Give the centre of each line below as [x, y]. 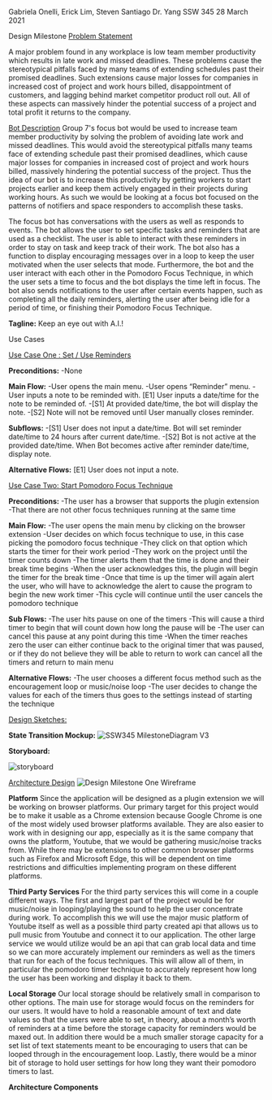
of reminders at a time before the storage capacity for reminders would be [133, 1028]
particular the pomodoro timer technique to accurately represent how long [133, 969]
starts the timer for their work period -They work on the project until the [128, 551]
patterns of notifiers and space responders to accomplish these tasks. [126, 206]
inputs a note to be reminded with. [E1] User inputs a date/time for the [143, 395]
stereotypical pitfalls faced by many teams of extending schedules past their [136, 69]
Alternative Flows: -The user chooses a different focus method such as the [135, 678]
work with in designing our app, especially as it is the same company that [131, 833]
